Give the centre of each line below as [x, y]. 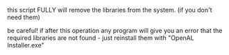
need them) [24, 17]
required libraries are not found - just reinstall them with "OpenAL [101, 38]
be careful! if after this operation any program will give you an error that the [115, 31]
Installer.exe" [26, 45]
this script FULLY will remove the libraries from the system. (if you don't [110, 10]
